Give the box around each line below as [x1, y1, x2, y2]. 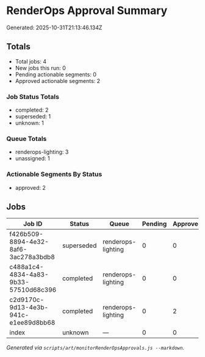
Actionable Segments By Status [6, 170, 103, 179]
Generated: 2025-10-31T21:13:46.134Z [6, 24, 103, 31]
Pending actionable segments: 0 [15, 71, 96, 78]
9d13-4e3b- [9, 303, 49, 312]
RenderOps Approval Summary [6, 4, 168, 18]
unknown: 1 [15, 120, 44, 127]
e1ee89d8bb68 [9, 319, 56, 327]
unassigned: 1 [15, 155, 50, 162]
